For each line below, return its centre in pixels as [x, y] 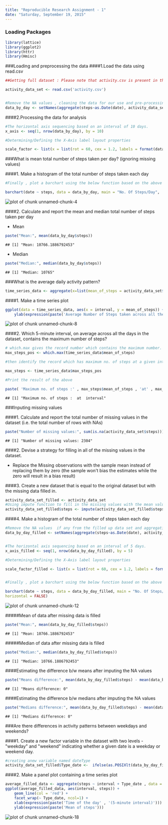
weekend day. [19, 751]
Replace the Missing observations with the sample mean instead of [81, 465]
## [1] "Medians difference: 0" [39, 716]
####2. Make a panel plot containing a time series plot [61, 775]
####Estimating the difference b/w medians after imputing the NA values [80, 698]
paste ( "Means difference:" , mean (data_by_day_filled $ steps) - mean [77, 680]
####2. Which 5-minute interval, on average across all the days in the [77, 334]
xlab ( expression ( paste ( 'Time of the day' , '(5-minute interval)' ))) [88, 803]
